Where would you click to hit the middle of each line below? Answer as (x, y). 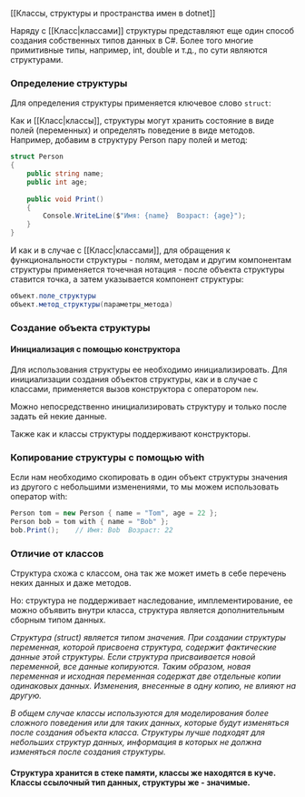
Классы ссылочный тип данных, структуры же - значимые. (130, 782)
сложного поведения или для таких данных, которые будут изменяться (150, 723)
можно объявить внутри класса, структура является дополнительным (148, 610)
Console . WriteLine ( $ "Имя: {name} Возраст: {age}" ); (145, 216)
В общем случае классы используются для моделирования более (140, 713)
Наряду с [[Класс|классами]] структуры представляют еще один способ (152, 30)
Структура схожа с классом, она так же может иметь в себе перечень (148, 573)
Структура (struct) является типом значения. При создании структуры (148, 638)
